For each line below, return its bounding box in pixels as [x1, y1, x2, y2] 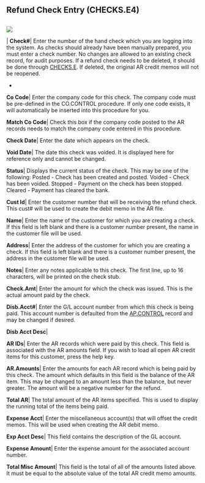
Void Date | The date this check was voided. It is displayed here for [6, 148, 174, 155]
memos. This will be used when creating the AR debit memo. [6, 421, 160, 428]
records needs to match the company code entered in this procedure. [6, 125, 182, 132]
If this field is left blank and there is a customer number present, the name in [6, 223, 199, 230]
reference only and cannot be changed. [6, 155, 106, 162]
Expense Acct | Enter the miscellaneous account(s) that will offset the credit [6, 414, 198, 422]
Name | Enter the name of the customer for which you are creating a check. [6, 217, 196, 224]
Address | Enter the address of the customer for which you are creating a [6, 241, 190, 249]
